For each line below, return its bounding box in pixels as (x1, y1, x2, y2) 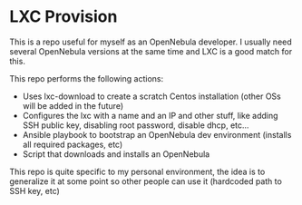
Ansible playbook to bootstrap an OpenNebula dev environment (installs (22, 129, 292, 140)
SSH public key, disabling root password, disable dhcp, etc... (22, 120, 249, 131)
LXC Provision (9, 6, 118, 27)
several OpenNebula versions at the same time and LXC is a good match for (9, 45, 293, 56)
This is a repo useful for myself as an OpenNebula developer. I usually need (9, 36, 292, 47)
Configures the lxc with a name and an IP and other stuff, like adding (22, 110, 278, 121)
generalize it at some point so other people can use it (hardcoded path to (9, 175, 283, 187)
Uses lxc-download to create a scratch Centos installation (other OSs (22, 91, 281, 102)
